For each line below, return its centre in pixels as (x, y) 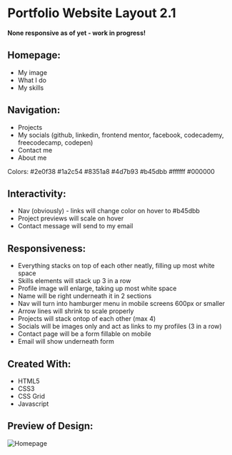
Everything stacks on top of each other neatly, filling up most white (116, 266)
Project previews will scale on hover (71, 218)
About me (32, 158)
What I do (32, 80)
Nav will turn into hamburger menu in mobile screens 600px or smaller (121, 304)
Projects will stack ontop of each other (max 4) (87, 319)
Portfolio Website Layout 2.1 (92, 13)
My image (32, 72)
